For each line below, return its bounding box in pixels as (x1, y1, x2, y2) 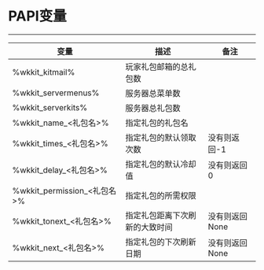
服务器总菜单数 (125, 87, 181, 98)
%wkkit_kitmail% (12, 66, 75, 77)
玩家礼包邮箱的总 (125, 61, 189, 72)
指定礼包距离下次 (125, 209, 189, 220)
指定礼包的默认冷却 (125, 158, 196, 169)
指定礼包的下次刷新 (125, 236, 196, 247)
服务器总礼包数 (125, 102, 181, 113)
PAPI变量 (8, 7, 67, 25)
